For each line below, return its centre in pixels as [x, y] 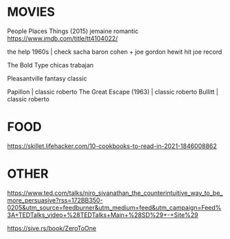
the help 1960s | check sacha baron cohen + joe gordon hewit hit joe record [115, 52]
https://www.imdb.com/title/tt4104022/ [63, 38]
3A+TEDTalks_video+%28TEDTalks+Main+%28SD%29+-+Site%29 [103, 215]
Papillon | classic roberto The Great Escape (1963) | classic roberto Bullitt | [113, 92]
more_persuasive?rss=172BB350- [55, 200]
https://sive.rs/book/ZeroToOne [52, 228]
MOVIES [31, 12]
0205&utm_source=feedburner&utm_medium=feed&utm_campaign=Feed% [114, 207]
